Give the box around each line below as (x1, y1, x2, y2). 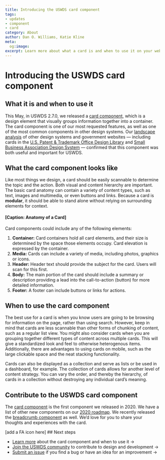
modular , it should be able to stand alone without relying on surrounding (5, 198, 152, 204)
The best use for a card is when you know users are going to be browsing (5, 315, 154, 320)
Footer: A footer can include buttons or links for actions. (12, 287, 126, 293)
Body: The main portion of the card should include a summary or (12, 272, 144, 278)
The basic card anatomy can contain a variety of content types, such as (5, 187, 151, 193)
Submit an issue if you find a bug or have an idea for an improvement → (12, 449, 158, 455)
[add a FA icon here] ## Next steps (5, 429, 76, 435)
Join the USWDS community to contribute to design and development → (12, 444, 159, 450)
